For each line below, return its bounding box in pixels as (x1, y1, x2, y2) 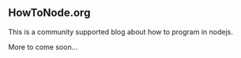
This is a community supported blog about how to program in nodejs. (8, 27, 233, 36)
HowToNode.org (8, 6, 91, 20)
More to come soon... (8, 42, 78, 52)
